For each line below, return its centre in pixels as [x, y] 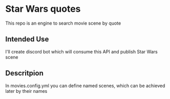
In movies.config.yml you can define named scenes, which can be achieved [85, 86]
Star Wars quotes [43, 9]
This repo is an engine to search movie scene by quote [63, 23]
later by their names [26, 91]
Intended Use [27, 39]
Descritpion [24, 73]
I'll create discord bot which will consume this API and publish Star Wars [81, 51]
